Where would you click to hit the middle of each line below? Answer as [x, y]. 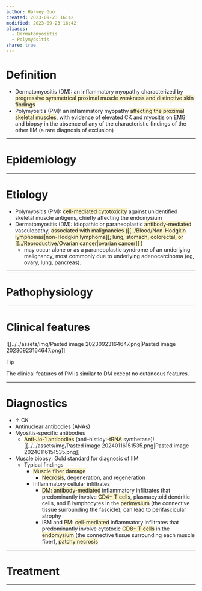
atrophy [51, 516]
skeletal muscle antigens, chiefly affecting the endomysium [88, 217]
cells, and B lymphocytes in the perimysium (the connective [116, 503]
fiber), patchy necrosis [70, 541]
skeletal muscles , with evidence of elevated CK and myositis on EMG [100, 117]
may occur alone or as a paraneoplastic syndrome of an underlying [107, 249]
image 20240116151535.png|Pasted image [137, 446]
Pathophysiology [50, 292]
